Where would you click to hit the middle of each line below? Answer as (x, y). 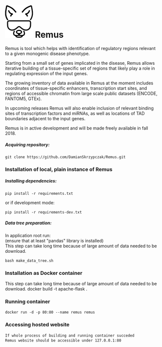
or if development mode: (30, 202)
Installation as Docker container (44, 273)
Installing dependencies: (31, 181)
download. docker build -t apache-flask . (46, 289)
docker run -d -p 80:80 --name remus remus (50, 312)
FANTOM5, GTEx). (23, 99)
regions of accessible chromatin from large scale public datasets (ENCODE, (81, 93)
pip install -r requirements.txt (39, 193)
